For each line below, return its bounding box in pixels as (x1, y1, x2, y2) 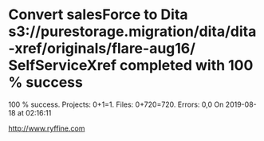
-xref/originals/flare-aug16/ (8, 40, 196, 57)
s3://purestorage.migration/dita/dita (8, 22, 257, 41)
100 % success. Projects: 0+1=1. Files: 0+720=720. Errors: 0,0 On (8, 100, 224, 109)
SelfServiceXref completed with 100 (8, 57, 254, 75)
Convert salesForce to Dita (8, 6, 189, 24)
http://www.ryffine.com (8, 123, 85, 133)
